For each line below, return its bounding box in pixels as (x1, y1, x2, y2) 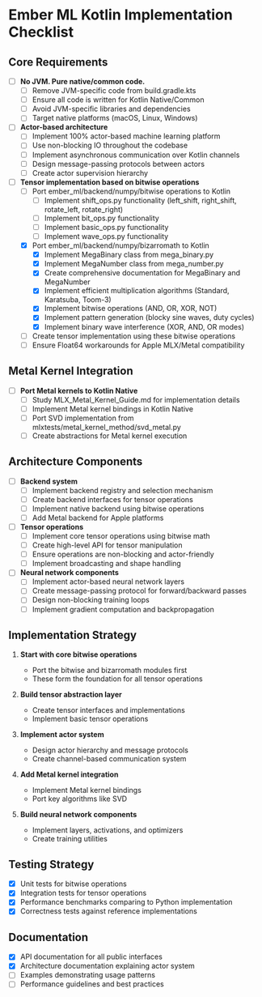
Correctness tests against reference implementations (19, 906, 198, 916)
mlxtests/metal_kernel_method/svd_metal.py (32, 422, 182, 432)
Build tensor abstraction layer (19, 690, 123, 700)
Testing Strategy (8, 857, 95, 871)
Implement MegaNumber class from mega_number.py (44, 259, 224, 269)
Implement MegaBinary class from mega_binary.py (44, 249, 214, 260)
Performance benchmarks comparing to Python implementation (19, 897, 233, 907)
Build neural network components (19, 810, 137, 820)
